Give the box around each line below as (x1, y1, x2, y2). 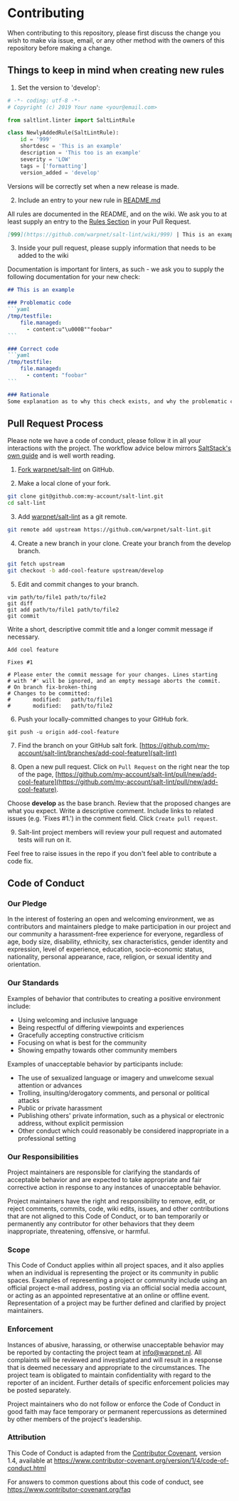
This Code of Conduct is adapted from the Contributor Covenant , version (7, 1448, 222, 1457)
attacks (17, 1096, 40, 1104)
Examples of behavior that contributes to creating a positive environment (7, 994, 221, 1003)
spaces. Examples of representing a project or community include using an (7, 1276, 228, 1285)
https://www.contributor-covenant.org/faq (7, 1485, 132, 1493)
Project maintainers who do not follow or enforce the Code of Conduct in (7, 1399, 221, 1408)
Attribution (7, 1433, 46, 1443)
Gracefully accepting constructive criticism (17, 1030, 144, 1039)
